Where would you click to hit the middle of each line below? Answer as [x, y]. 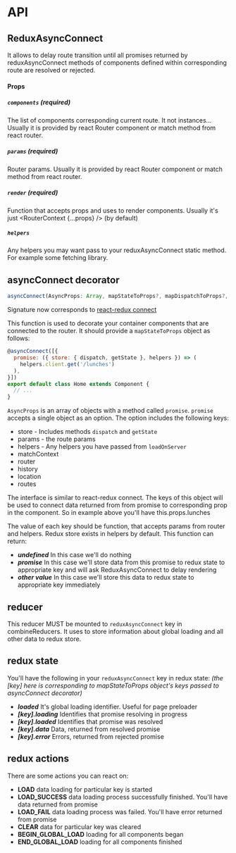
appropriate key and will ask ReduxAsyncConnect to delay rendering [117, 570]
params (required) [33, 151]
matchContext [38, 454]
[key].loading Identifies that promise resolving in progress [103, 714]
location [29, 477]
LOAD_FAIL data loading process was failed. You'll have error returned [120, 811]
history [28, 469]
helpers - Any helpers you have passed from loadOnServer [102, 447]
